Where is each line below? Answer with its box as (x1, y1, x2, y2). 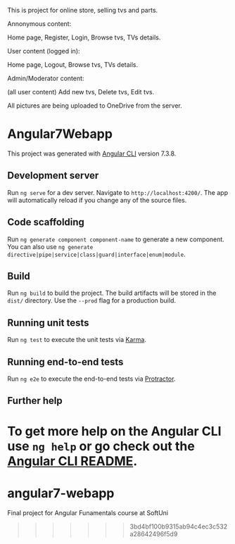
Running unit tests (7, 317, 89, 329)
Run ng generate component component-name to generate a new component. (7, 235, 225, 243)
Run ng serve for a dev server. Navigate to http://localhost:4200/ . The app (7, 188, 229, 196)
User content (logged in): (7, 47, 80, 55)
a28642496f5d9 (129, 529, 178, 538)
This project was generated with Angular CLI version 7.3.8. (7, 149, 177, 158)
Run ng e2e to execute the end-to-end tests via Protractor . (7, 374, 176, 383)
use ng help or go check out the (7, 438, 195, 454)
